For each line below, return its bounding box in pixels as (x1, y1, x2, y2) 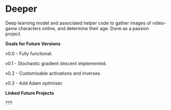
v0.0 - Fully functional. (5, 50, 53, 57)
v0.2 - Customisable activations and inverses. (5, 70, 102, 76)
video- (152, 20, 166, 26)
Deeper (5, 3, 37, 15)
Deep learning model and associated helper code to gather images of (5, 20, 152, 26)
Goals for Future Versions (5, 40, 61, 46)
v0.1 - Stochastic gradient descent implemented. (5, 60, 107, 66)
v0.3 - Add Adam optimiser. (5, 80, 63, 86)
